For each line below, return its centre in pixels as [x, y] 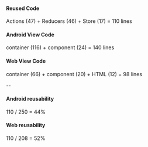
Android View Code [30, 35]
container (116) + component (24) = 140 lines [60, 47]
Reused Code [23, 8]
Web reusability [26, 125]
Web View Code [26, 61]
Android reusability [30, 99]
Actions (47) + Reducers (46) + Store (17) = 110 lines [69, 21]
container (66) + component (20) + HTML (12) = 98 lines [74, 74]
